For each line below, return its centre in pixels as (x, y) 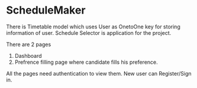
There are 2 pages (29, 44)
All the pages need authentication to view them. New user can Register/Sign (99, 73)
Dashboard (28, 56)
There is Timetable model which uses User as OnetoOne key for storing (93, 27)
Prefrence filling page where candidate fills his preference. (86, 62)
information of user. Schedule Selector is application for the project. (89, 32)
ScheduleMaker (46, 10)
